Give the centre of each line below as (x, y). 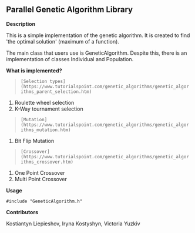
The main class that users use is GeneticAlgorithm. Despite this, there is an (97, 53)
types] (58, 81)
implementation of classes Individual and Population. (70, 59)
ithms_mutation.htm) (46, 130)
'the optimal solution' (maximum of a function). (63, 41)
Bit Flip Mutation (34, 141)
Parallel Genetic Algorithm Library (70, 10)
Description (21, 24)
